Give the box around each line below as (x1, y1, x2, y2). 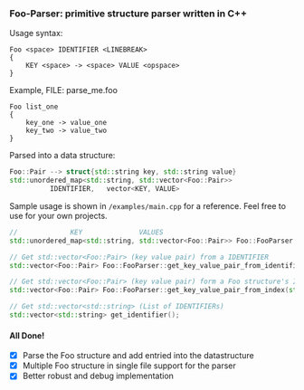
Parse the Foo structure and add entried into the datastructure (22, 350, 255, 361)
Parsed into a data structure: (9, 150, 116, 161)
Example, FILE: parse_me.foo (9, 85, 118, 96)
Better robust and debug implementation (22, 370, 175, 382)
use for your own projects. (9, 210, 108, 221)
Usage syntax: (9, 28, 63, 39)
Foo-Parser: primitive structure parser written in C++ (9, 7, 247, 20)
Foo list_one (9, 102, 59, 111)
